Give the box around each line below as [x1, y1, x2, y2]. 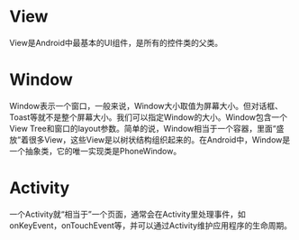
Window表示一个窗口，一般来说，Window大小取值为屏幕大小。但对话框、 [9, 100, 284, 111]
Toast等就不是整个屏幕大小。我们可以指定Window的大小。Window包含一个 [9, 111, 288, 123]
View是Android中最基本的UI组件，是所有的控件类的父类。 [9, 37, 223, 48]
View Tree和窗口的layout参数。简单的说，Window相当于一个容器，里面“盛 [9, 123, 285, 134]
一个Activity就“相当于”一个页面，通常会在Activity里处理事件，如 [9, 208, 246, 219]
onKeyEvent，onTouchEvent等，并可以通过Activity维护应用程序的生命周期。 [9, 219, 293, 231]
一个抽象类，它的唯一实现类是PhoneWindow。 [9, 145, 182, 156]
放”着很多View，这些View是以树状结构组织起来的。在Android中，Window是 [9, 134, 291, 145]
